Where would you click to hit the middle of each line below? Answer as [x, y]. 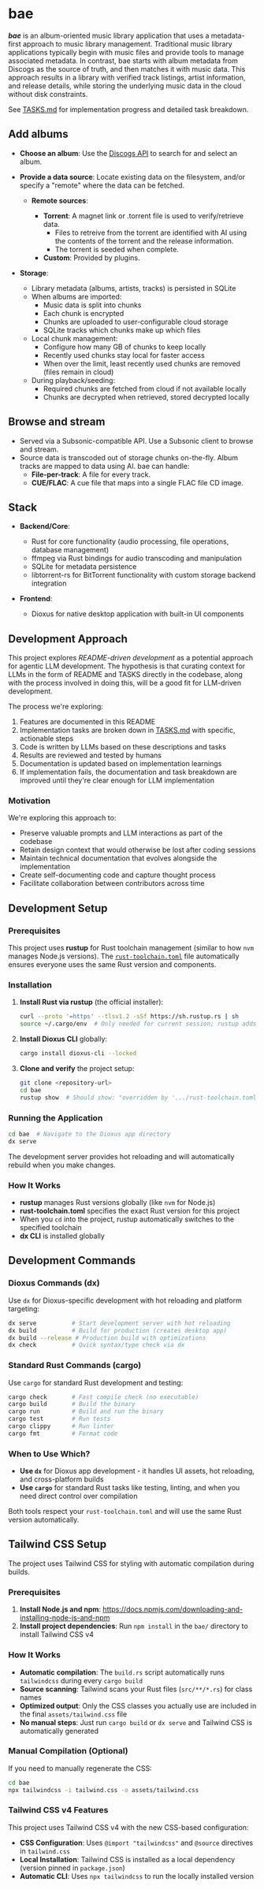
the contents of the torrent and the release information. [144, 240]
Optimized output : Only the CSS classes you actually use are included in [138, 1705]
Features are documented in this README [87, 722]
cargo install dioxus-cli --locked [78, 1054]
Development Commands [72, 1261]
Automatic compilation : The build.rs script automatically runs [122, 1672]
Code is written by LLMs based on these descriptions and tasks [123, 747]
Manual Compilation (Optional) [68, 1751]
